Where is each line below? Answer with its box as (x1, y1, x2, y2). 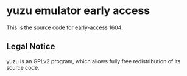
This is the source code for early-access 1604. (6, 24, 123, 31)
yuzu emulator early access (6, 4, 150, 18)
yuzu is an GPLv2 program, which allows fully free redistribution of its (6, 57, 181, 64)
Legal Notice (6, 41, 55, 52)
